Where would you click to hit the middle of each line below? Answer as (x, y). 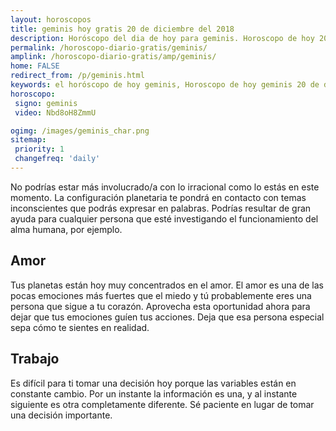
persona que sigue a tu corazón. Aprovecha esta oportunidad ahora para (160, 306)
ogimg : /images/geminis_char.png (80, 131)
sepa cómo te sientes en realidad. (80, 327)
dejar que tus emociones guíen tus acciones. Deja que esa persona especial (167, 317)
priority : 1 (39, 149)
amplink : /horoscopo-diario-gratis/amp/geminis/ (113, 57)
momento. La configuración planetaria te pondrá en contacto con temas (158, 197)
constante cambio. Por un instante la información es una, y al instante (154, 393)
